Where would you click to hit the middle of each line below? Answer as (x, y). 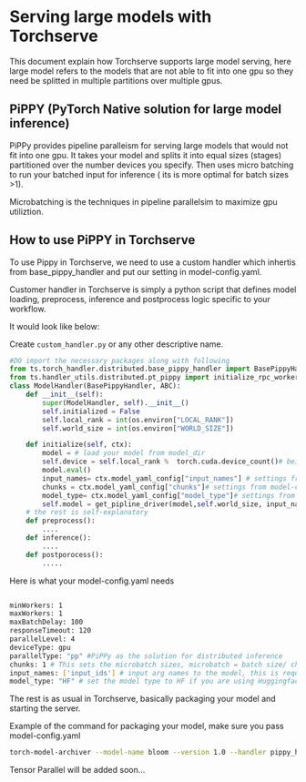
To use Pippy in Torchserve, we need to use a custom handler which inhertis (153, 262)
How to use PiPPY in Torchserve (102, 240)
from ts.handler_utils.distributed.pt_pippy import (109, 378)
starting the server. (45, 708)
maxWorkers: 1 (36, 614)
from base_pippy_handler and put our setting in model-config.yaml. (136, 271)
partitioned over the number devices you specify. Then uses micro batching (152, 165)
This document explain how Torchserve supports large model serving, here (150, 61)
